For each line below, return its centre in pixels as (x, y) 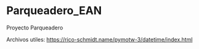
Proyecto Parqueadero (35, 28)
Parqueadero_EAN (54, 11)
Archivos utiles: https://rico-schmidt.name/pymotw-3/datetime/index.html (99, 39)
